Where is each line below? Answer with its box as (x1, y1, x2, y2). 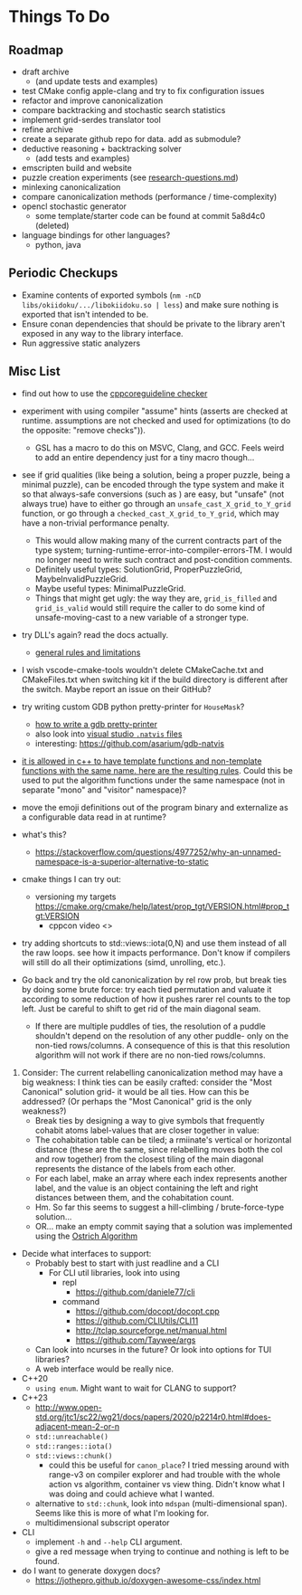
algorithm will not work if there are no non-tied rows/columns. (34, 1049, 266, 1060)
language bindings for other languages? (21, 230, 171, 241)
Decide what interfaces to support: (21, 1248, 152, 1258)
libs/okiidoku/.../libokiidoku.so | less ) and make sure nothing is (21, 299, 279, 309)
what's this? (21, 829, 67, 840)
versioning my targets (34, 891, 117, 902)
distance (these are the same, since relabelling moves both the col (34, 1144, 283, 1154)
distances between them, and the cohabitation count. (34, 1192, 234, 1202)
